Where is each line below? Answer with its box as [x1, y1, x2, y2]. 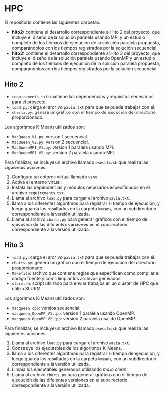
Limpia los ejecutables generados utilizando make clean [11, 366, 127, 372]
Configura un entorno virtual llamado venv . [11, 174, 99, 180]
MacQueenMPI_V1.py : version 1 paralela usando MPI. [11, 144, 115, 150]
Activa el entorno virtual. [11, 179, 62, 185]
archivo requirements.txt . [11, 189, 65, 196]
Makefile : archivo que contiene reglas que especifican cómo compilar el [11, 270, 160, 276]
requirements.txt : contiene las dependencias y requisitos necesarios [11, 93, 154, 99]
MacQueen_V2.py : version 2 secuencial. [11, 139, 89, 145]
